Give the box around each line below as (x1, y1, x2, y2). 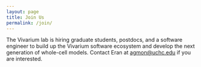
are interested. (6, 55, 43, 63)
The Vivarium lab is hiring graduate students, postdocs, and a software (6, 36, 183, 44)
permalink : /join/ (6, 20, 53, 26)
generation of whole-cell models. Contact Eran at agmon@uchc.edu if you (6, 49, 191, 56)
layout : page (6, 8, 39, 15)
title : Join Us (6, 14, 45, 20)
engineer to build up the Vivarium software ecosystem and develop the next (6, 42, 195, 50)
